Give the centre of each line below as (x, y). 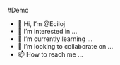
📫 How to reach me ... (50, 54)
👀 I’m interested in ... (47, 31)
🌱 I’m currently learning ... (55, 39)
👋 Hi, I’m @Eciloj (41, 24)
